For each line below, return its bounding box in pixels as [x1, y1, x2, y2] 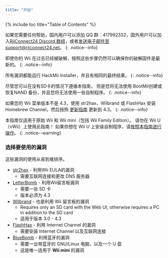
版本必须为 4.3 [20, 192, 50, 198]
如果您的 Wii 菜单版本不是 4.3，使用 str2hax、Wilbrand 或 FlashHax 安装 [5, 100, 156, 106]
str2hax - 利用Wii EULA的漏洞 [12, 166, 75, 173]
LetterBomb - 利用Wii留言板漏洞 [12, 179, 79, 185]
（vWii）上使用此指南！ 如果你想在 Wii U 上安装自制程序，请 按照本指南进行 [5, 123, 162, 130]
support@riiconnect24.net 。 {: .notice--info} [5, 44, 98, 51]
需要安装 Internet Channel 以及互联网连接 [20, 228, 106, 234]
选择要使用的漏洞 [5, 144, 47, 151]
